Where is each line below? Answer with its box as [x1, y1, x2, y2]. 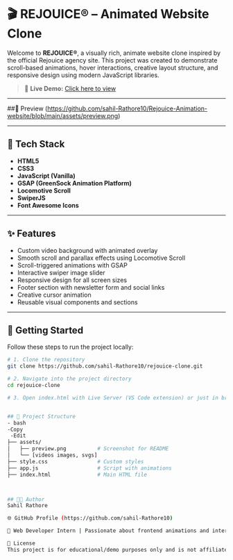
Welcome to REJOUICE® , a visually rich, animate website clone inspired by [7, 49, 221, 57]
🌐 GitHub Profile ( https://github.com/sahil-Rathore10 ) [7, 515, 173, 522]
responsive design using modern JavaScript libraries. [7, 71, 159, 79]
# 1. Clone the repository [7, 356, 85, 363]
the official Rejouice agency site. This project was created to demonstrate [7, 56, 218, 64]
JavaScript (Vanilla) [17, 172, 76, 180]
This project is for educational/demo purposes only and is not [7, 546, 197, 553]
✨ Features [7, 228, 56, 240]
